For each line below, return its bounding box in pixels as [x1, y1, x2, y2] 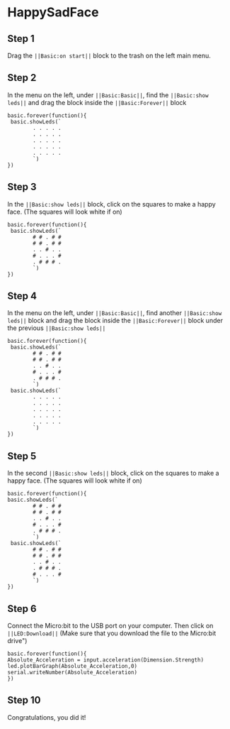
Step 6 [7, 603, 37, 615]
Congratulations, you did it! [7, 713, 86, 721]
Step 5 [7, 450, 37, 462]
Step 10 [7, 694, 41, 706]
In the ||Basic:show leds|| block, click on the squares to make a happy [7, 199, 216, 208]
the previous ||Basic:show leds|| [7, 324, 106, 332]
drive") [7, 637, 28, 645]
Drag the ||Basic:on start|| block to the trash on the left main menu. [7, 51, 211, 60]
